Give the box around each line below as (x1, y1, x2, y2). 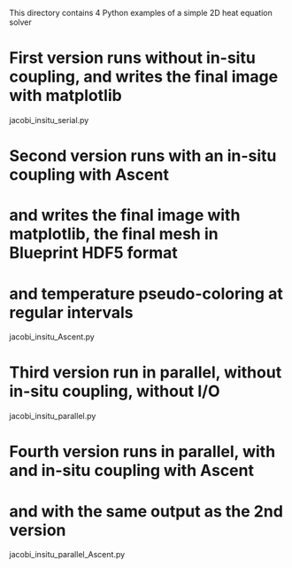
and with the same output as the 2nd (9, 501, 283, 521)
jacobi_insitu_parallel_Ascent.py (9, 549, 126, 560)
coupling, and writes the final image (9, 66, 279, 87)
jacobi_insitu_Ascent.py (9, 331, 95, 342)
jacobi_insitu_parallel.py (9, 411, 96, 422)
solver (9, 17, 33, 27)
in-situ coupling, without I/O (9, 381, 220, 401)
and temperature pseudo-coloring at (9, 284, 283, 304)
